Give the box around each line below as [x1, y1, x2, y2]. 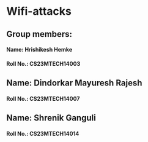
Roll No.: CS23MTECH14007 [6, 95, 80, 102]
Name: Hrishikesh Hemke [6, 46, 73, 53]
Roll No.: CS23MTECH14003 [6, 60, 81, 67]
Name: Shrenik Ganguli [6, 112, 96, 124]
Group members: [6, 29, 72, 39]
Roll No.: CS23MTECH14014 [6, 130, 80, 137]
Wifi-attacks [6, 4, 72, 18]
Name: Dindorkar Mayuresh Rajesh [6, 78, 142, 89]
